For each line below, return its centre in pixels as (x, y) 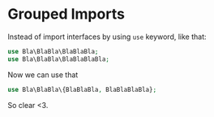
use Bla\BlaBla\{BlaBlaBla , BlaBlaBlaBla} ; (82, 89)
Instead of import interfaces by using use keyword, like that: (107, 37)
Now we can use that (43, 75)
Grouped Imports (66, 14)
